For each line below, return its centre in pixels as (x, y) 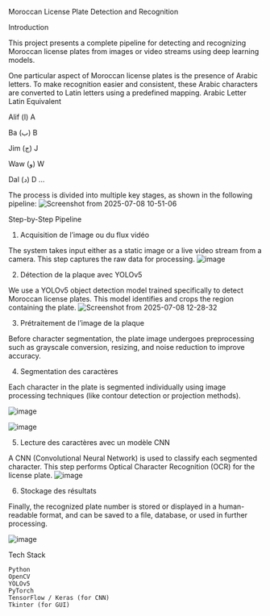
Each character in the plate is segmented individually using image (117, 387)
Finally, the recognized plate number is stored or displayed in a (112, 506)
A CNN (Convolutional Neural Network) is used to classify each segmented (133, 458)
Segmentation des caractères (69, 371)
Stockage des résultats (58, 491)
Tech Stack (27, 555)
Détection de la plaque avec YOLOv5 (81, 275)
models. (22, 60)
